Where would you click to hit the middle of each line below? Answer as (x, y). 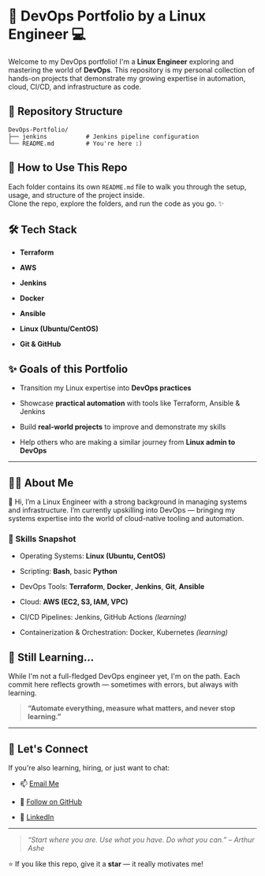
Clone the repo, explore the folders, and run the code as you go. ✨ (116, 203)
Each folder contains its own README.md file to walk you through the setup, (127, 186)
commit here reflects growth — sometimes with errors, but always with (123, 684)
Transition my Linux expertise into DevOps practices (105, 388)
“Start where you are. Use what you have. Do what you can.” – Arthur (141, 840)
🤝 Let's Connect (48, 749)
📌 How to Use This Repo (68, 168)
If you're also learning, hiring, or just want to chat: (89, 767)
